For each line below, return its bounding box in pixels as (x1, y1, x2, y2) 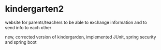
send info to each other (5, 24, 52, 30)
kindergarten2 (5, 3, 64, 15)
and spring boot (5, 39, 37, 45)
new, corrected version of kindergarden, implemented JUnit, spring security (5, 34, 156, 40)
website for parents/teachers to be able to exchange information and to (5, 19, 147, 25)
